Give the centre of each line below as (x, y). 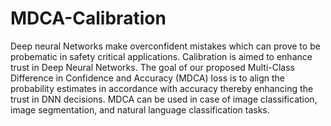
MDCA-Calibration (88, 18)
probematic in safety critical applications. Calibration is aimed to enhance (161, 56)
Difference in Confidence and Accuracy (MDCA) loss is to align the (148, 78)
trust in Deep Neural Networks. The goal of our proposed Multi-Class (152, 67)
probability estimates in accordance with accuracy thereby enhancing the (162, 88)
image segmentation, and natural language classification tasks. (140, 109)
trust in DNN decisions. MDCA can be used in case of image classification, (164, 99)
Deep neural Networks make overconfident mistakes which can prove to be (165, 46)
